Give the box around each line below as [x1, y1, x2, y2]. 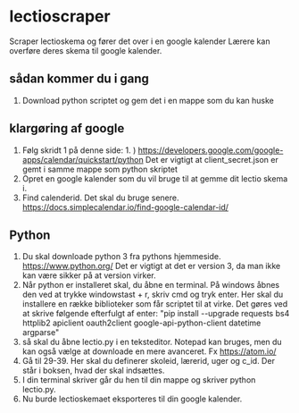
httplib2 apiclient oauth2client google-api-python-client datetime [21, 317, 262, 328]
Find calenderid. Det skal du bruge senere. [21, 192, 179, 203]
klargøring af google [9, 121, 125, 136]
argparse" [21, 327, 60, 338]
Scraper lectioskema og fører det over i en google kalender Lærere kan [9, 36, 270, 46]
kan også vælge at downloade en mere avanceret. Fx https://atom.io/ [21, 346, 277, 357]
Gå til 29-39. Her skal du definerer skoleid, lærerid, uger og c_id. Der [21, 356, 275, 367]
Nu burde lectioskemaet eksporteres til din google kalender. [21, 393, 243, 404]
